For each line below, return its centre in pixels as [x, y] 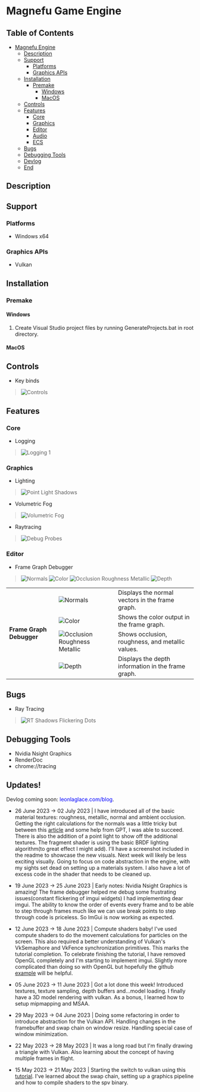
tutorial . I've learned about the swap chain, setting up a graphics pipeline [104, 1077]
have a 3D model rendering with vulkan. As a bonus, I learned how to [99, 997]
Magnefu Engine [35, 47]
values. [128, 649]
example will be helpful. [44, 973]
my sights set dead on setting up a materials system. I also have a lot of [102, 868]
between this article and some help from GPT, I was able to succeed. [99, 830]
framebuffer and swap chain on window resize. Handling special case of [103, 1028]
